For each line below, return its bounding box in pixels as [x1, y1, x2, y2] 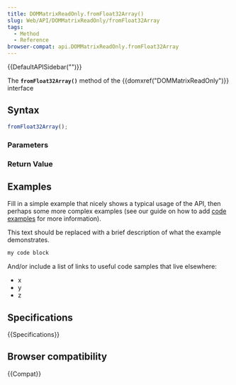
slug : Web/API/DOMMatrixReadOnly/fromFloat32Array [7, 17, 160, 24]
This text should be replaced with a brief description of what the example [7, 228, 221, 237]
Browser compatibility [7, 351, 108, 363]
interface [7, 84, 34, 92]
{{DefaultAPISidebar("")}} [7, 63, 82, 71]
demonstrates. [7, 236, 50, 244]
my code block [7, 249, 50, 257]
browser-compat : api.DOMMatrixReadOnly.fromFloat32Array [7, 43, 179, 50]
